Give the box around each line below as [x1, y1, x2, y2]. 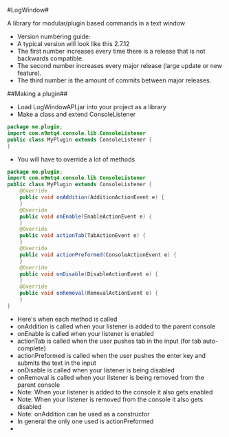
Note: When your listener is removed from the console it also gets [17, 395, 204, 403]
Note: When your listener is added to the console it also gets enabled [17, 388, 213, 396]
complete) [17, 344, 47, 352]
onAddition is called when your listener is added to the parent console [17, 322, 216, 330]
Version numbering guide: [17, 32, 91, 41]
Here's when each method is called [17, 315, 118, 323]
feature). [17, 69, 42, 77]
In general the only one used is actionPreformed [17, 417, 154, 425]
